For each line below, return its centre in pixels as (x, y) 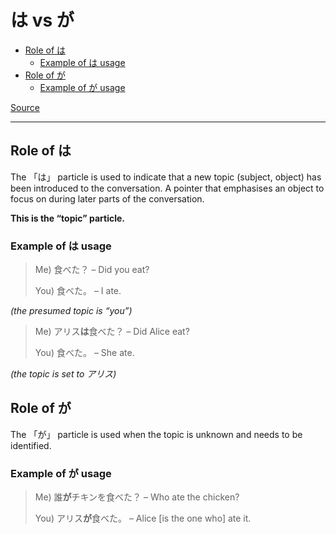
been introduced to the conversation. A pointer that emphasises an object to (167, 188)
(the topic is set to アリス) (63, 374)
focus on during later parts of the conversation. (107, 198)
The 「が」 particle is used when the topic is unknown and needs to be (156, 434)
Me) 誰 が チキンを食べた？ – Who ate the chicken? (137, 497)
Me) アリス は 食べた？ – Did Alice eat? (112, 332)
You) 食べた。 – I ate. (78, 291)
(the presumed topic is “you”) (71, 311)
